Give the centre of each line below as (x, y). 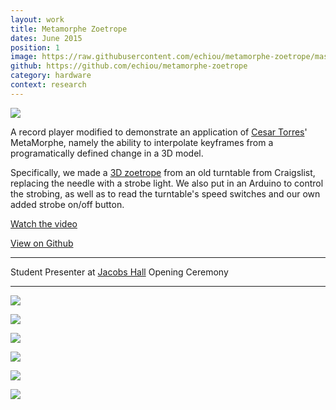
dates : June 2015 (46, 38)
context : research (48, 85)
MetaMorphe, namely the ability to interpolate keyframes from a (142, 142)
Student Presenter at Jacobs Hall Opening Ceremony (119, 272)
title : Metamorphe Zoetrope (69, 29)
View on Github (42, 243)
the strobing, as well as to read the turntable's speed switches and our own (165, 193)
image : (24, 57)
